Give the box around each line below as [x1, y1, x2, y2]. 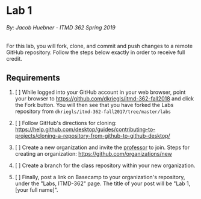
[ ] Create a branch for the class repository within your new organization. [14, 162, 196, 169]
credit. [6, 55, 22, 63]
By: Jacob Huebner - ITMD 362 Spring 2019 [6, 23, 116, 31]
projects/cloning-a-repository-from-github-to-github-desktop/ [14, 132, 170, 139]
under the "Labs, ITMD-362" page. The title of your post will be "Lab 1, [14, 180, 191, 187]
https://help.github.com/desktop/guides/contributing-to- [14, 126, 156, 133]
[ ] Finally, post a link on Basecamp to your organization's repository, [14, 174, 185, 181]
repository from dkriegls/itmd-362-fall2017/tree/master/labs [14, 108, 172, 115]
